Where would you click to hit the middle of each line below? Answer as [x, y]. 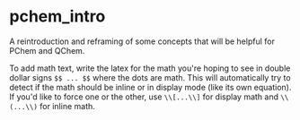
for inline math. [68, 106]
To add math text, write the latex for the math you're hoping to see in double [150, 68]
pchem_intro [57, 17]
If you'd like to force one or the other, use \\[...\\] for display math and [144, 97]
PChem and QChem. [47, 50]
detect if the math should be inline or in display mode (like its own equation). [150, 87]
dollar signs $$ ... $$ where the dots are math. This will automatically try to [150, 77]
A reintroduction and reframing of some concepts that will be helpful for [142, 41]
